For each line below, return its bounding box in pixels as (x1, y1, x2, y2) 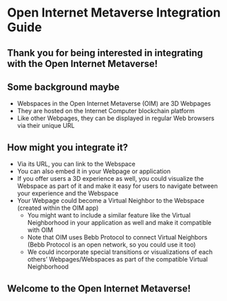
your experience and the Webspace (17, 189, 119, 197)
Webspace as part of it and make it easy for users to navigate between (17, 182, 218, 191)
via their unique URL (17, 122, 75, 130)
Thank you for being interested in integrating (7, 47, 203, 59)
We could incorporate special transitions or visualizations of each (27, 248, 213, 256)
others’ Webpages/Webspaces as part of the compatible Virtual (27, 255, 208, 264)
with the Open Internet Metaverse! (7, 57, 158, 70)
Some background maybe (7, 81, 120, 93)
